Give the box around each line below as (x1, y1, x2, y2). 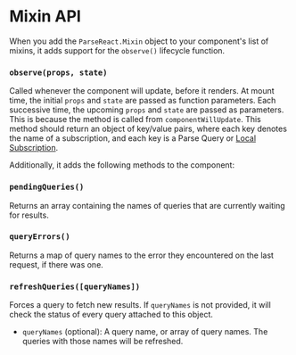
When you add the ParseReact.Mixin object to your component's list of (9, 36, 269, 46)
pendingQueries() (9, 182, 85, 193)
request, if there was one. (9, 259, 104, 269)
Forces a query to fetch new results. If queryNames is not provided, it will (9, 300, 272, 310)
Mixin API (9, 6, 82, 27)
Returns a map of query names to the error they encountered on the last (9, 250, 275, 260)
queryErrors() (9, 232, 70, 242)
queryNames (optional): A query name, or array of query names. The (21, 326, 268, 337)
